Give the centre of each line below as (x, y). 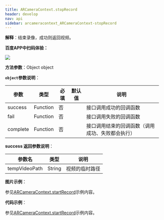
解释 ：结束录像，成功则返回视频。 (39, 37)
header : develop (21, 14)
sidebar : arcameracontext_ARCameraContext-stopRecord (61, 23)
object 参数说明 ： (22, 78)
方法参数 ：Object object (29, 67)
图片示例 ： (16, 182)
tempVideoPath (25, 168)
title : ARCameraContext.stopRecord (41, 9)
